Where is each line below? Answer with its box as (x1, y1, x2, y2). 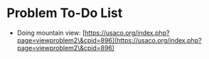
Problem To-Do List (6, 5, 123, 21)
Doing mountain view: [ (16, 28, 85, 37)
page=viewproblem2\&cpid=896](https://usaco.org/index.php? (16, 36, 202, 44)
